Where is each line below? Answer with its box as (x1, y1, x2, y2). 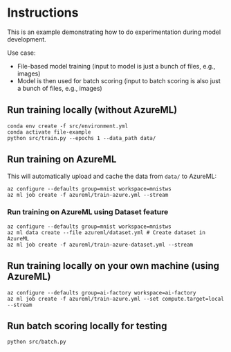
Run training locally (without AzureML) (7, 104, 178, 116)
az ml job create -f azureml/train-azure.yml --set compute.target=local (7, 295, 225, 302)
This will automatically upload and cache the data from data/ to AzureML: (7, 172, 217, 180)
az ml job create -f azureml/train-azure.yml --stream (7, 191, 169, 198)
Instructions (7, 5, 79, 21)
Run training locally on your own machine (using (7, 260, 220, 272)
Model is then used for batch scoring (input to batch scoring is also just (17, 76, 221, 85)
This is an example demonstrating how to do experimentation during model (7, 28, 221, 36)
